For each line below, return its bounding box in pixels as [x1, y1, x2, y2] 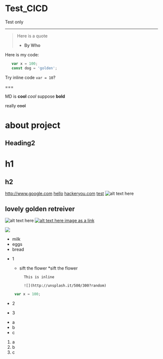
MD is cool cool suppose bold [5, 93, 65, 99]
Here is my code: [5, 51, 39, 57]
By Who [24, 42, 41, 48]
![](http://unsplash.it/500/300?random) [23, 283, 107, 288]
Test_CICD [5, 3, 48, 14]
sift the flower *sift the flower [19, 265, 78, 271]
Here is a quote [16, 33, 48, 39]
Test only [5, 19, 24, 25]
